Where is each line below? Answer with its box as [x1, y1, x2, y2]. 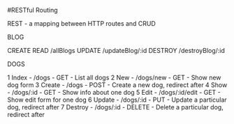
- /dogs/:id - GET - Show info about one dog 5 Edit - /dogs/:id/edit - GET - [7, 88, 221, 96]
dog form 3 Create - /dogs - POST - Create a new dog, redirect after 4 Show [7, 81, 228, 89]
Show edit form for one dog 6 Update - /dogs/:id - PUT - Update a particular [7, 95, 227, 104]
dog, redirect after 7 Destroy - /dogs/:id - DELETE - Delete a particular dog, [7, 103, 224, 111]
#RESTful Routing [7, 6, 58, 14]
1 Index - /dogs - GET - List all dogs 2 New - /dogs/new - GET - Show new [7, 73, 221, 82]
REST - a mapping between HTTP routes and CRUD [7, 20, 156, 27]
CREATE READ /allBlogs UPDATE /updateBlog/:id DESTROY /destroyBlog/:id [7, 47, 226, 54]
